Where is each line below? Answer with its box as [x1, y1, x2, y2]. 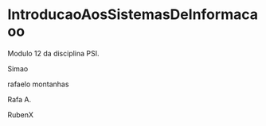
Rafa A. [7, 94, 32, 104]
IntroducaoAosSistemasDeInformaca [7, 6, 258, 24]
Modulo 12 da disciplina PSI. [7, 48, 100, 58]
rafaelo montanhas [7, 79, 69, 89]
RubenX [7, 109, 33, 120]
